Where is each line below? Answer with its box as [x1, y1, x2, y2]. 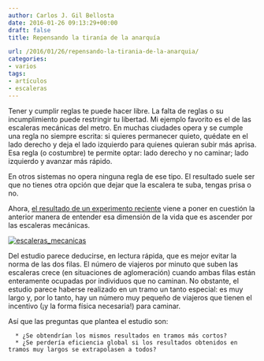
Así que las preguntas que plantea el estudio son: [8, 316, 169, 326]
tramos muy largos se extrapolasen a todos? [8, 345, 157, 353]
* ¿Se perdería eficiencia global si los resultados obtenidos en [15, 338, 238, 347]
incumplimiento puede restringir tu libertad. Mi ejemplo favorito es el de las [8, 114, 252, 124]
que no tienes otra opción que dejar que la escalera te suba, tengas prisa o [8, 180, 252, 189]
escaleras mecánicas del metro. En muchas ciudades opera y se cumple [8, 123, 244, 132]
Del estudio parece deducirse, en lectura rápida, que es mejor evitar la [8, 251, 237, 260]
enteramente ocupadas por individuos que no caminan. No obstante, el [8, 276, 239, 285]
